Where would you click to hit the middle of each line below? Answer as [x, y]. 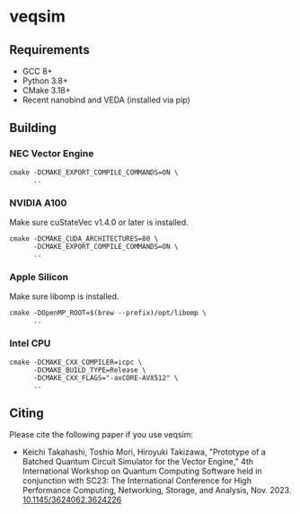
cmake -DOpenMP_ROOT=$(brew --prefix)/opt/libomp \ [108, 313]
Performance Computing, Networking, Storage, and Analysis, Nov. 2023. [157, 491]
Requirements [49, 50]
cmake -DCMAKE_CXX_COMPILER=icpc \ [76, 362]
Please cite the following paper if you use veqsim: [101, 435]
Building [33, 128]
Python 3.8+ [45, 81]
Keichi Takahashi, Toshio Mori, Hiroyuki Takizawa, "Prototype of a [144, 452]
